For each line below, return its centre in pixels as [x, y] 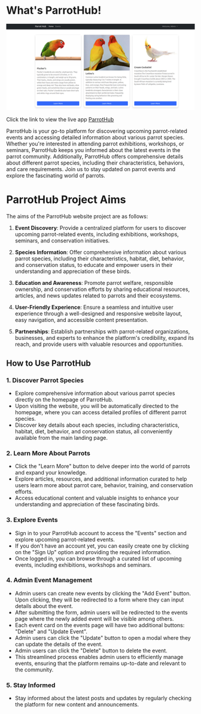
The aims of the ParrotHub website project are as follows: [77, 217]
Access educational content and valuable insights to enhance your [97, 498]
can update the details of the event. [59, 644]
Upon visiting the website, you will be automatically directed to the [97, 406]
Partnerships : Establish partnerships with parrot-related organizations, [102, 332]
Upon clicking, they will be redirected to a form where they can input [99, 600]
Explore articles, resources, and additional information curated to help [101, 479]
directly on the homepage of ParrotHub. [64, 399]
